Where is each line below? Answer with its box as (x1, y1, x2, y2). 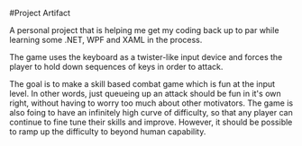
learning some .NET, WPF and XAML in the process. (9, 35, 203, 45)
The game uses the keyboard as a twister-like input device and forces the (9, 52, 283, 62)
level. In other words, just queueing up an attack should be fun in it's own (9, 89, 281, 99)
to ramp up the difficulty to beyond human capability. (9, 126, 206, 137)
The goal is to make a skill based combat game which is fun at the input (9, 79, 276, 89)
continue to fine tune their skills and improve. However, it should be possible (9, 116, 293, 127)
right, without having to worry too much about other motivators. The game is (9, 98, 294, 108)
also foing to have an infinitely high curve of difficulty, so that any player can (9, 107, 293, 117)
